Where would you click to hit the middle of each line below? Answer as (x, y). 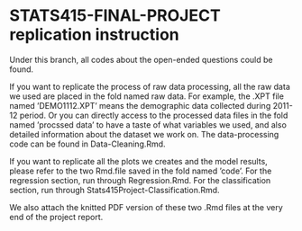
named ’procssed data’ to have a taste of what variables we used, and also (148, 124)
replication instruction (95, 35)
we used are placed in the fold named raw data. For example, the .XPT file (146, 96)
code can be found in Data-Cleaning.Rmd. (87, 144)
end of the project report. (56, 217)
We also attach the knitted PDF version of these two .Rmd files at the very (146, 207)
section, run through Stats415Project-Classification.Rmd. (114, 190)
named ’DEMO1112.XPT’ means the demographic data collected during (140, 105)
